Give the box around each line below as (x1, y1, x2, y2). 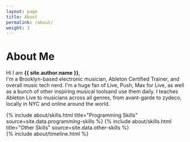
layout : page (6, 8, 38, 15)
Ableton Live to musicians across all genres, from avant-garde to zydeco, (6, 94, 182, 101)
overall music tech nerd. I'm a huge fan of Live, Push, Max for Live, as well (6, 82, 185, 89)
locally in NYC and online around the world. (6, 101, 110, 108)
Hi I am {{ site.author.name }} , (6, 70, 80, 77)
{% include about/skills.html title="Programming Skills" (6, 112, 138, 119)
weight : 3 (6, 25, 30, 31)
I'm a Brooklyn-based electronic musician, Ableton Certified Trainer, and (6, 75, 180, 82)
